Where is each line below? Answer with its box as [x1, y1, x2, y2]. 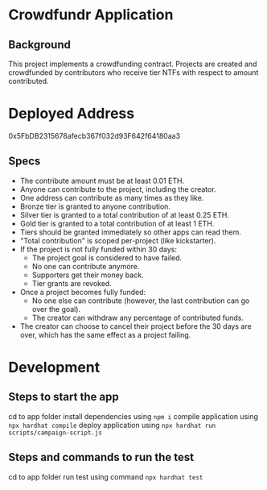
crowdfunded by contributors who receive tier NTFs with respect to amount [8, 68, 259, 77]
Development [8, 358, 101, 376]
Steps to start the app [8, 390, 119, 404]
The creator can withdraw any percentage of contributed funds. [31, 313, 244, 322]
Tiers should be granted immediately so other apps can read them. [19, 227, 241, 237]
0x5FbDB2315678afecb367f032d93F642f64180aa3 [8, 131, 181, 140]
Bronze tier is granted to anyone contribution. [19, 201, 171, 211]
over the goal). [31, 304, 81, 314]
